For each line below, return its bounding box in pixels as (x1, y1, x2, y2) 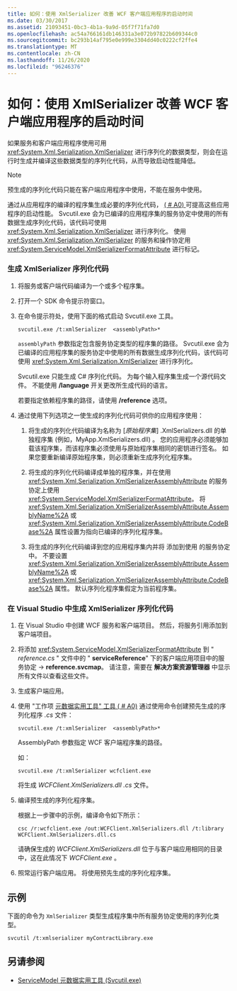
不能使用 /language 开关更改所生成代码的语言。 (31, 380, 172, 389)
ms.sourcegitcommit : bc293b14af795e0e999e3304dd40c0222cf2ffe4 (7, 37, 198, 44)
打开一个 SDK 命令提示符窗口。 (17, 296, 109, 305)
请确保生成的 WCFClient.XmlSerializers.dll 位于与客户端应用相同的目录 (17, 845, 223, 853)
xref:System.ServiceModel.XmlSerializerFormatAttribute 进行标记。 (7, 244, 204, 253)
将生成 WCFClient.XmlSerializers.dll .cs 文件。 (17, 781, 153, 789)
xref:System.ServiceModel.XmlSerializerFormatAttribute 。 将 (28, 494, 207, 503)
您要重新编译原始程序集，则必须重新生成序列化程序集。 (34, 452, 196, 461)
